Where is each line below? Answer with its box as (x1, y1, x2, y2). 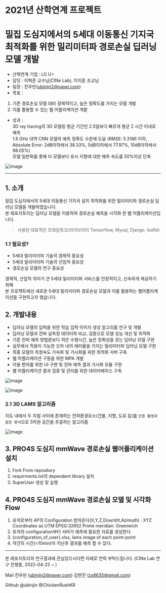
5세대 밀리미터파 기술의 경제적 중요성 (12, 253, 84, 259)
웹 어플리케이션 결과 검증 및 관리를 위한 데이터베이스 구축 (12, 368, 122, 374)
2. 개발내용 (5, 310, 37, 319)
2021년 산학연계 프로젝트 (5, 4, 102, 16)
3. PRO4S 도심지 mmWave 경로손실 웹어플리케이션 (5, 445, 154, 453)
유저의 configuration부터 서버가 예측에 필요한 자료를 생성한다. (12, 528, 132, 534)
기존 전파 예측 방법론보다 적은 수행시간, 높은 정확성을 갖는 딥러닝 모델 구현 (12, 337, 155, 343)
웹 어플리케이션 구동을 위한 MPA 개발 (12, 355, 84, 361)
